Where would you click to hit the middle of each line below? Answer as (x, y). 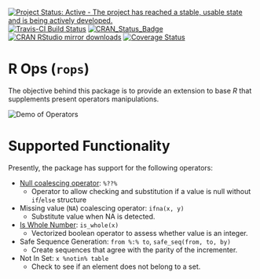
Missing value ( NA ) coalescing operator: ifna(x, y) (102, 207)
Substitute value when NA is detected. (93, 216)
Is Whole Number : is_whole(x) (69, 225)
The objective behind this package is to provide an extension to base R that (130, 90)
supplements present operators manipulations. (84, 99)
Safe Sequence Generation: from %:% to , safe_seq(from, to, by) (125, 241)
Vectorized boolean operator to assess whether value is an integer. (140, 233)
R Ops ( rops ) (49, 69)
